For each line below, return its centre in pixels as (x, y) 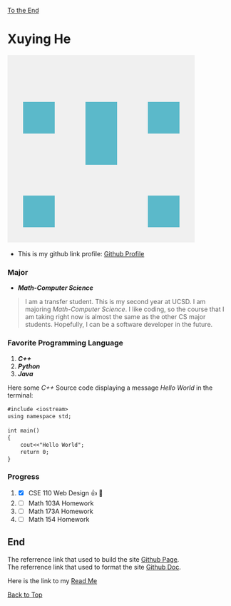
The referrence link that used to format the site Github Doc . (94, 567)
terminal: (20, 395)
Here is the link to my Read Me (52, 580)
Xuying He (39, 39)
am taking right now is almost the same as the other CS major (115, 317)
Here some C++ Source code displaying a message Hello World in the (110, 388)
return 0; (35, 452)
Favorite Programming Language (65, 343)
